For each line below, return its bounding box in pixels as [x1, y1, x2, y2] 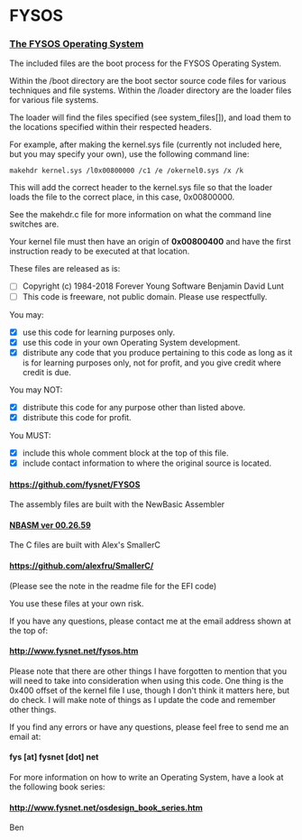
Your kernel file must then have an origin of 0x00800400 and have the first [9, 236, 291, 247]
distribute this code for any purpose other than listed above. [22, 402, 246, 412]
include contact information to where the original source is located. [22, 457, 272, 468]
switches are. [9, 218, 59, 230]
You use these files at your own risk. [9, 597, 144, 609]
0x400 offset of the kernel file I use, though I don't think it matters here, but [9, 685, 290, 696]
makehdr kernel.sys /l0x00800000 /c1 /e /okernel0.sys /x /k [9, 166, 244, 176]
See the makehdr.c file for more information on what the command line [9, 209, 272, 220]
